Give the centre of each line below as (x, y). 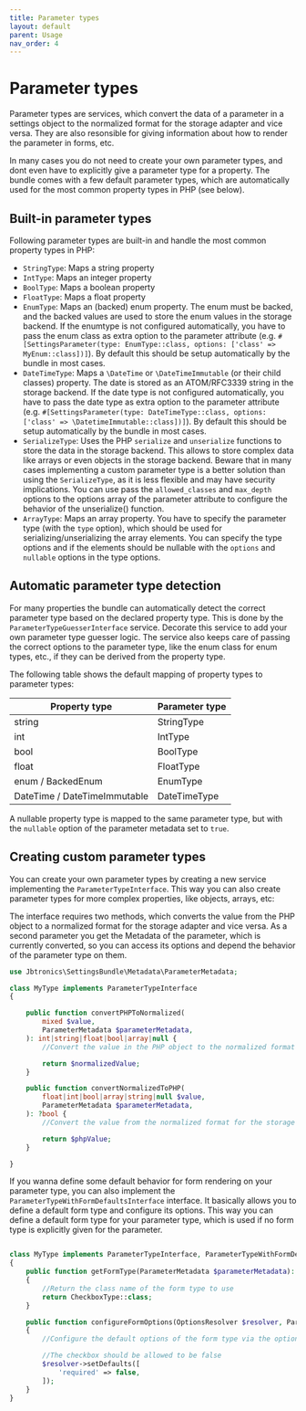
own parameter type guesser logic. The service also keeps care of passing (150, 637)
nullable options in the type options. (92, 557)
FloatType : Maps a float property (84, 297)
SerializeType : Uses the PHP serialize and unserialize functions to (152, 441)
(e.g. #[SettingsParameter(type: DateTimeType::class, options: (144, 411)
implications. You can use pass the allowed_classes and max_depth (147, 489)
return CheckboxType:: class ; (97, 1297)
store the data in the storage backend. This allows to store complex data (158, 450)
